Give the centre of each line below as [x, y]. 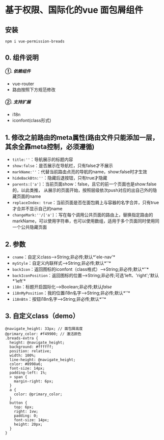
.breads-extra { [22, 338]
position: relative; [30, 351]
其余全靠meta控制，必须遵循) [50, 146]
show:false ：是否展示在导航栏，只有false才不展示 [63, 166]
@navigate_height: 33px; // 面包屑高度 [44, 329]
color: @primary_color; [38, 394]
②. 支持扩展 [18, 102]
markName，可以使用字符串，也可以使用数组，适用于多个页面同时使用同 [86, 221]
